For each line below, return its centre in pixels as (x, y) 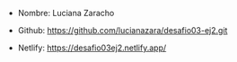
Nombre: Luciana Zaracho (66, 13)
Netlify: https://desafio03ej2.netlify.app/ (92, 48)
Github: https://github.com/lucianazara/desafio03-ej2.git (123, 30)
